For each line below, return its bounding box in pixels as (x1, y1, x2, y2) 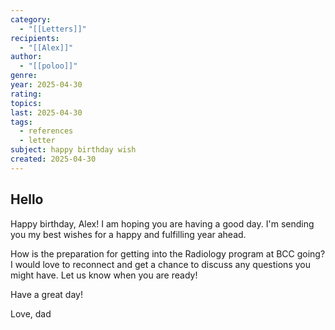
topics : (10, 98, 43, 108)
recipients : (10, 33, 60, 43)
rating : (10, 89, 43, 99)
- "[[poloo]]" (19, 61, 78, 71)
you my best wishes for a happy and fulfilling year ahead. (10, 228, 247, 240)
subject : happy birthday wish (10, 145, 137, 155)
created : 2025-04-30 (10, 154, 97, 164)
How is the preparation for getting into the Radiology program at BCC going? (10, 247, 326, 260)
